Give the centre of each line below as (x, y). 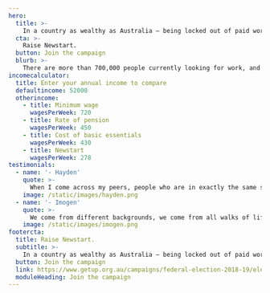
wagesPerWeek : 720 (60, 113)
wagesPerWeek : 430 (60, 142)
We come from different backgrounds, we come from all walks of (139, 218)
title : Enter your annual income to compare (91, 83)
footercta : (27, 232)
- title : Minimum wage (61, 105)
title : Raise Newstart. (55, 240)
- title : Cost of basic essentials (82, 135)
